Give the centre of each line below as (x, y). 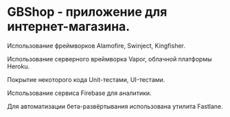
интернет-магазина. (69, 26)
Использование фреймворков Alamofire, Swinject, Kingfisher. (96, 45)
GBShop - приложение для (87, 12)
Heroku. (18, 66)
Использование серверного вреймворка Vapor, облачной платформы (110, 58)
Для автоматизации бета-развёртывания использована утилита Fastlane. (115, 106)
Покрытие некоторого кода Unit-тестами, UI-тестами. (86, 79)
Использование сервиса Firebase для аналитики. (80, 93)
